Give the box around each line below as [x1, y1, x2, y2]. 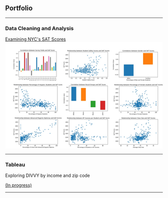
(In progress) [5, 182, 32, 188]
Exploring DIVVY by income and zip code [5, 172, 90, 178]
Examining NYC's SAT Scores [5, 36, 66, 42]
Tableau [5, 161, 25, 168]
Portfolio [5, 4, 33, 13]
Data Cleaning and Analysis [5, 25, 74, 32]
